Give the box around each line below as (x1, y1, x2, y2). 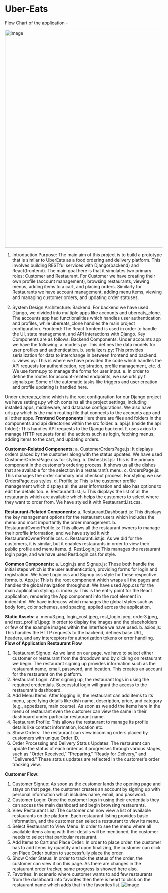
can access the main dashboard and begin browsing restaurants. (12, 802, 146, 808)
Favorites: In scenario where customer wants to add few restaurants (12, 871, 153, 877)
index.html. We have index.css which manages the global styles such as (5, 598, 154, 604)
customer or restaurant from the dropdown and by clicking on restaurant (12, 655, 162, 661)
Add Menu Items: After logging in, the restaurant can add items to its (12, 692, 153, 698)
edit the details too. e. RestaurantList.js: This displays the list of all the (5, 488, 149, 494)
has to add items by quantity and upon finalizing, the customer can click (12, 844, 161, 850)
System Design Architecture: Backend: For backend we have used (12, 304, 149, 310)
